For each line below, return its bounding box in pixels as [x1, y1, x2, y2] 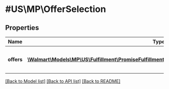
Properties [5, 23, 39, 32]
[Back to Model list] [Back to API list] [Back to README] [5, 78, 121, 84]
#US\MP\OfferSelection [5, 3, 107, 15]
